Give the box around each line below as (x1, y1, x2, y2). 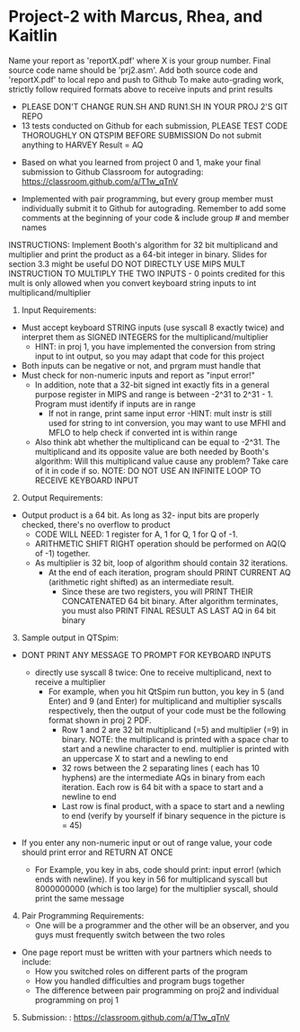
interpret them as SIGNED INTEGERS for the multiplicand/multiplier (21, 331, 269, 343)
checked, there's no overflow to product (21, 519, 172, 529)
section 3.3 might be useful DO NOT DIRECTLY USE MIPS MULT (8, 258, 246, 269)
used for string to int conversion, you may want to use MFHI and (48, 417, 287, 428)
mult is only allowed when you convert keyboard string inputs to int (8, 277, 257, 289)
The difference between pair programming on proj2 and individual (34, 984, 279, 995)
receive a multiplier (34, 676, 106, 687)
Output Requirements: (21, 492, 103, 503)
